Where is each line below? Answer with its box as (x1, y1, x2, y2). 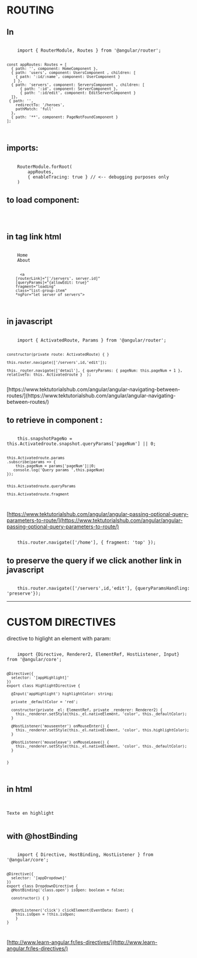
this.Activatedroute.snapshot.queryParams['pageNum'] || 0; (6, 441, 157, 447)
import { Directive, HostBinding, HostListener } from (17, 852, 154, 858)
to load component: (6, 195, 80, 205)
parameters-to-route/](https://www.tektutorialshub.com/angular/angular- (6, 517, 183, 524)
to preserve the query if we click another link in (6, 555, 182, 565)
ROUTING (6, 4, 54, 17)
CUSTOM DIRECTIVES (6, 616, 116, 629)
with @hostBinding (6, 831, 78, 841)
